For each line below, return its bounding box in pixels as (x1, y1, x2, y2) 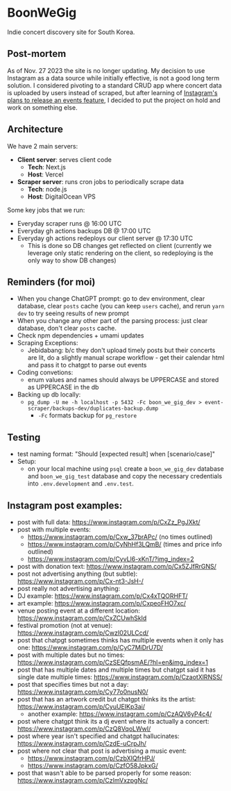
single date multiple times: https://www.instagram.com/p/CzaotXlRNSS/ (17, 673, 223, 681)
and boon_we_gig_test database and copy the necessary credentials (27, 472, 223, 481)
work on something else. (7, 103, 78, 112)
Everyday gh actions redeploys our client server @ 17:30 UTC (17, 234, 193, 242)
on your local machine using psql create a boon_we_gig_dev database (27, 465, 224, 473)
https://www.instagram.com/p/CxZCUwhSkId (17, 614, 147, 622)
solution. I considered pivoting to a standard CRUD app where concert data (7, 81, 222, 90)
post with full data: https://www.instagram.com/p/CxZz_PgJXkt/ (17, 518, 200, 526)
